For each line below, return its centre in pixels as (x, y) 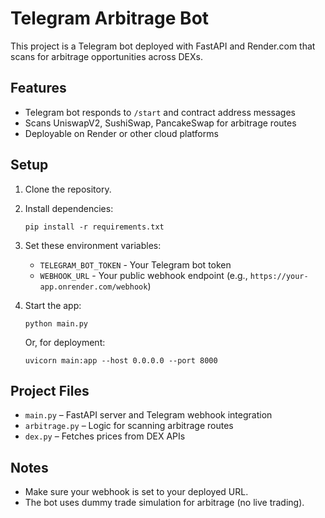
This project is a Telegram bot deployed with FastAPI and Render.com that (163, 46)
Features (38, 88)
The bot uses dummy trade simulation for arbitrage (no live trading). (164, 503)
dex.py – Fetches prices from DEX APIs (105, 436)
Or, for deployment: (65, 342)
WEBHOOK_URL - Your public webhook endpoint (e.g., (143, 275)
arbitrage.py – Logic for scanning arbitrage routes (129, 426)
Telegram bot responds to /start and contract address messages (160, 112)
